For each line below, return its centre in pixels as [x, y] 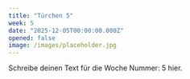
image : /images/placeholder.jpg [62, 45]
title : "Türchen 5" [41, 16]
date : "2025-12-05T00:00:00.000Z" [66, 30]
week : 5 [21, 23]
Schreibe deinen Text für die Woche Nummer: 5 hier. [95, 68]
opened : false [32, 38]
